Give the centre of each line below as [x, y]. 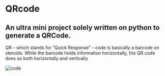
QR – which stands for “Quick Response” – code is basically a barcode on [82, 48]
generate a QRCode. [38, 35]
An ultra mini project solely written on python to [82, 28]
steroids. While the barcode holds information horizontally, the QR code [80, 53]
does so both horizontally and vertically [47, 58]
